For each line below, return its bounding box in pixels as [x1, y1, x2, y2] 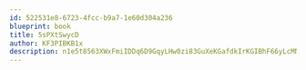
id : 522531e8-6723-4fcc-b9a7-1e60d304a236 [9, 13, 173, 23]
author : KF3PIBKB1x [9, 38, 84, 48]
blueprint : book [9, 22, 71, 31]
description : [9, 47, 59, 56]
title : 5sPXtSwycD [9, 30, 79, 39]
